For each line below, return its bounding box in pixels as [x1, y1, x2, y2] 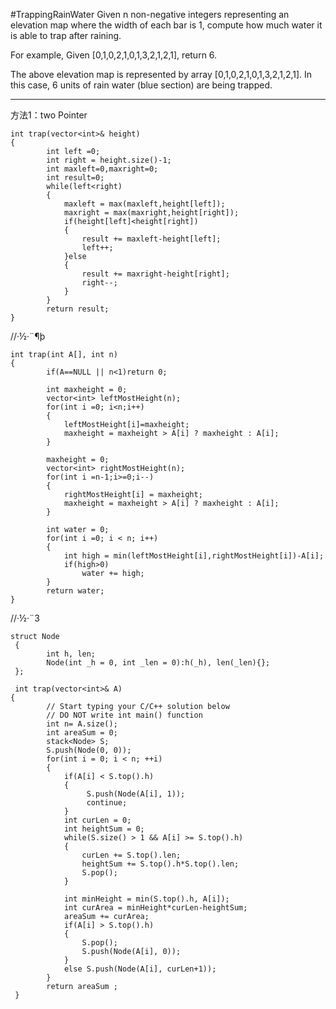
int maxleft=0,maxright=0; [46, 164, 159, 174]
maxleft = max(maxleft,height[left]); [63, 199, 226, 209]
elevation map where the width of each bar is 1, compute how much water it [10, 19, 323, 31]
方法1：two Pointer [10, 109, 88, 121]
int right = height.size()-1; [46, 155, 172, 165]
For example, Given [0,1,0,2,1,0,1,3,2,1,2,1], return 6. [10, 49, 218, 61]
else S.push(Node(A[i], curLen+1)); [63, 964, 217, 974]
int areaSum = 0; [46, 728, 118, 738]
